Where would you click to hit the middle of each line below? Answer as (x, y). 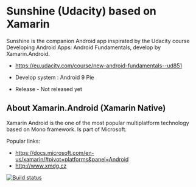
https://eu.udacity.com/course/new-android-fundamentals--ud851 (99, 66)
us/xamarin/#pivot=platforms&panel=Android (72, 159)
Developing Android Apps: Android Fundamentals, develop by (84, 47)
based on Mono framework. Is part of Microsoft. (66, 129)
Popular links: (23, 141)
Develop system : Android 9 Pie (54, 77)
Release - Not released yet (48, 89)
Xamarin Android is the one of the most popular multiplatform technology (98, 123)
